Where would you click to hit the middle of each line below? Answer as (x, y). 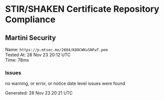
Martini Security (31, 38)
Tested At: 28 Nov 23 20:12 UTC (38, 55)
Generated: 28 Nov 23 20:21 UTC (39, 93)
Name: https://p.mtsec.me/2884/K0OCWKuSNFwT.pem (57, 50)
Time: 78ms (17, 60)
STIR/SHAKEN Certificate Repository (82, 9)
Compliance (30, 19)
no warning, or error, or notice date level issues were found (65, 83)
